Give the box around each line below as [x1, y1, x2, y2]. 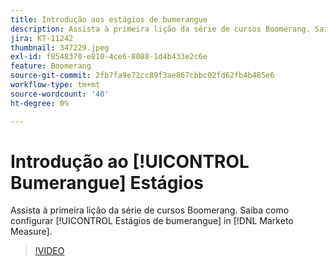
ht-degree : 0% [10, 98, 70, 108]
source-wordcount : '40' [10, 89, 110, 99]
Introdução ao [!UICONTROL [10, 150, 250, 173]
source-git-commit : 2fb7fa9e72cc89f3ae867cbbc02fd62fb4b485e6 [10, 71, 275, 81]
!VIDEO [34, 245, 65, 257]
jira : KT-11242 [10, 33, 74, 43]
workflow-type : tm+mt [10, 80, 101, 90]
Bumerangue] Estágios [10, 171, 204, 194]
